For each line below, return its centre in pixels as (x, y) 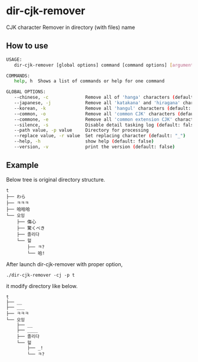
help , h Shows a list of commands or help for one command (89, 81)
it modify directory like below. (42, 286)
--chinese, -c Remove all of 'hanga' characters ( (95, 98)
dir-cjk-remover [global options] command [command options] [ (93, 65)
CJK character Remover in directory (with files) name (71, 27)
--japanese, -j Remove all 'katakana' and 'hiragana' (97, 103)
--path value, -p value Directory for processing (81, 130)
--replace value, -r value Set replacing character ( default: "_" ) (100, 136)
